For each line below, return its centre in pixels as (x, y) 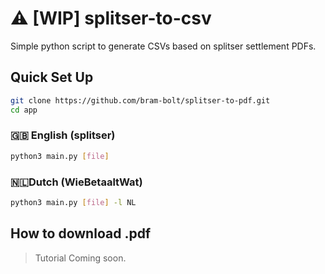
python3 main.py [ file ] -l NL (73, 202)
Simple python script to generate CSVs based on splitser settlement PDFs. (163, 46)
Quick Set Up (52, 77)
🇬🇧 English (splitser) (63, 135)
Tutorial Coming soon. (80, 258)
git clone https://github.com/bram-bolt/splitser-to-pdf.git (140, 100)
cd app (24, 110)
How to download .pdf (81, 233)
